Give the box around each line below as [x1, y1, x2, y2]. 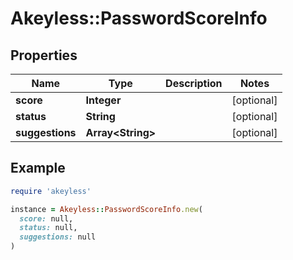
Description [165, 77, 223, 90]
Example [10, 160, 66, 177]
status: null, [19, 223, 78, 233]
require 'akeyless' [10, 186, 92, 196]
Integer [85, 93, 122, 107]
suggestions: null [19, 232, 97, 242]
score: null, [19, 213, 74, 224]
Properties [10, 47, 78, 64]
